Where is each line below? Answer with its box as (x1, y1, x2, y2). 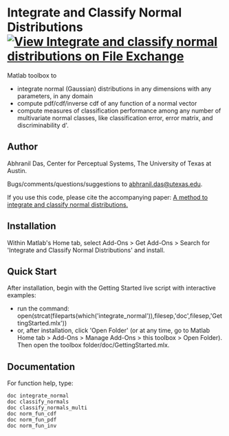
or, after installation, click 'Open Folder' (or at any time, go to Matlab (17, 326, 210, 334)
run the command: (17, 304, 70, 313)
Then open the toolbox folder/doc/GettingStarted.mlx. (17, 341, 170, 349)
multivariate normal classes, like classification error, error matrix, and (17, 113, 213, 122)
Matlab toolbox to (7, 71, 57, 80)
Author (7, 141, 38, 152)
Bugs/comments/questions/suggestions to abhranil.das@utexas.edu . (7, 180, 203, 188)
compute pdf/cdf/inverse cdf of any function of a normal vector (17, 99, 197, 107)
